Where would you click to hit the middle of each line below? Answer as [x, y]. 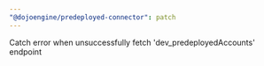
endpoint [26, 51]
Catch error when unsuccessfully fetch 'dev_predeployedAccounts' [132, 42]
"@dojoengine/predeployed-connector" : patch [93, 17]
